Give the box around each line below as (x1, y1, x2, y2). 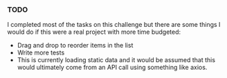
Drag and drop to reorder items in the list (17, 41, 134, 50)
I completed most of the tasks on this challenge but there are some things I (7, 21, 221, 29)
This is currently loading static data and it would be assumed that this (17, 56, 216, 64)
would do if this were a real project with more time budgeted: (7, 28, 181, 36)
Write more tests (17, 48, 65, 57)
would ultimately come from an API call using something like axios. (17, 64, 208, 72)
